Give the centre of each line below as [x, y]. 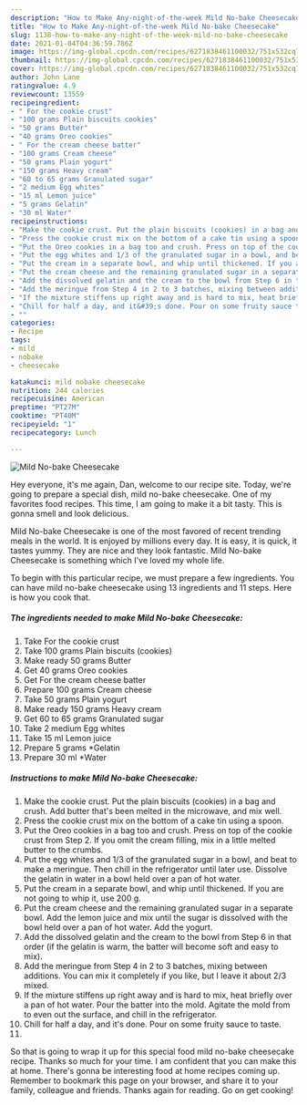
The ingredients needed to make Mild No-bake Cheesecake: [127, 618]
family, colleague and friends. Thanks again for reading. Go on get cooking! [152, 1090]
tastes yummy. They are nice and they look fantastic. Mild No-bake [136, 550]
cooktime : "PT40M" [45, 416]
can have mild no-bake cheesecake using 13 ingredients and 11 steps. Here [151, 587]
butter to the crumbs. [63, 850]
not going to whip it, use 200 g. [82, 898]
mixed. [36, 985]
